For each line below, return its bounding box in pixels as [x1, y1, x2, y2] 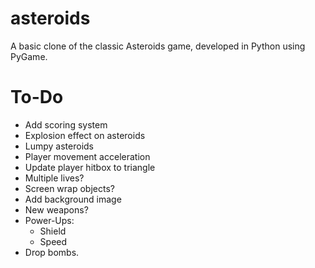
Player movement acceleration [24, 150, 151, 162]
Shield [39, 225, 67, 237]
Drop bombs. [24, 246, 80, 258]
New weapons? [24, 203, 89, 216]
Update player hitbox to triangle [24, 161, 156, 173]
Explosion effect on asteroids [24, 129, 146, 141]
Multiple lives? [24, 172, 85, 184]
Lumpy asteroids [24, 140, 95, 152]
